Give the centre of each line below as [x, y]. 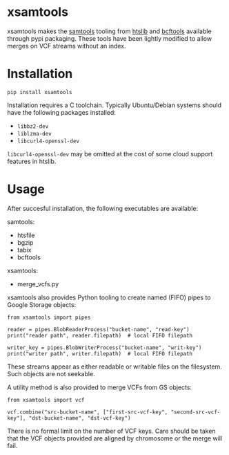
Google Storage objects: [42, 304]
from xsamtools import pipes [49, 317]
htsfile [26, 235]
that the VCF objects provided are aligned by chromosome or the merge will [115, 438]
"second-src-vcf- [196, 412]
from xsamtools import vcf [46, 400]
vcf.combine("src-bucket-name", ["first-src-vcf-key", [88, 412]
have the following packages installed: [61, 112]
